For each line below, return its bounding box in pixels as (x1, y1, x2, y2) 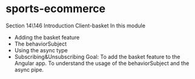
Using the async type (14, 46, 68, 53)
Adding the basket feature (14, 33, 80, 41)
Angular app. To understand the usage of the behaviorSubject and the (14, 60, 190, 67)
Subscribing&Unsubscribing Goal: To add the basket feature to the (14, 53, 180, 60)
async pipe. (14, 66, 44, 73)
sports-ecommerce (5, 2, 106, 16)
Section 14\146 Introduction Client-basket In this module (5, 22, 146, 29)
